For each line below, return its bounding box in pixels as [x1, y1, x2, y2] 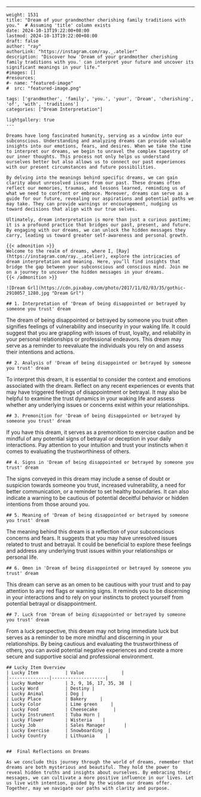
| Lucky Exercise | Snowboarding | [6, 727, 111, 733]
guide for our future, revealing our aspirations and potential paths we [6, 196, 194, 202]
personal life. [6, 553, 38, 561]
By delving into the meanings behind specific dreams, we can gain [6, 175, 178, 181]
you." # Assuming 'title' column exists [6, 22, 111, 28]
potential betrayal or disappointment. [6, 600, 98, 607]
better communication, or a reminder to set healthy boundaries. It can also [6, 488, 190, 495]
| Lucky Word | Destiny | [6, 685, 95, 691]
